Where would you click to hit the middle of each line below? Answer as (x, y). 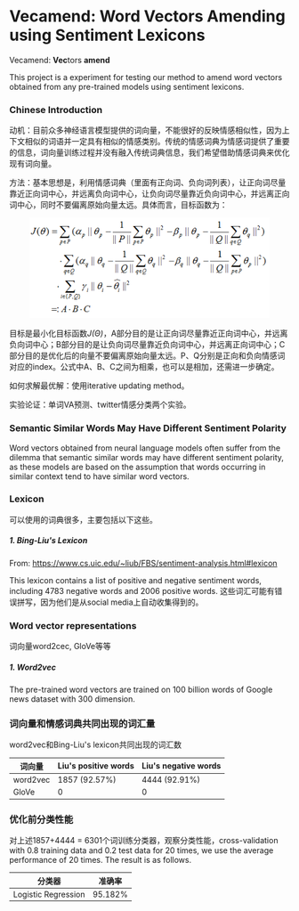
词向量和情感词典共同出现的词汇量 (82, 723)
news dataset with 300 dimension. (73, 699)
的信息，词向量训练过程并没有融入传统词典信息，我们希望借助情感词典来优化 (149, 152)
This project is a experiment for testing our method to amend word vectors (146, 77)
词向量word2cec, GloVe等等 (60, 647)
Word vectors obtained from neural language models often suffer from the (145, 448)
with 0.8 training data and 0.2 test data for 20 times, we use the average (141, 850)
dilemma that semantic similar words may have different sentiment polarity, (147, 457)
